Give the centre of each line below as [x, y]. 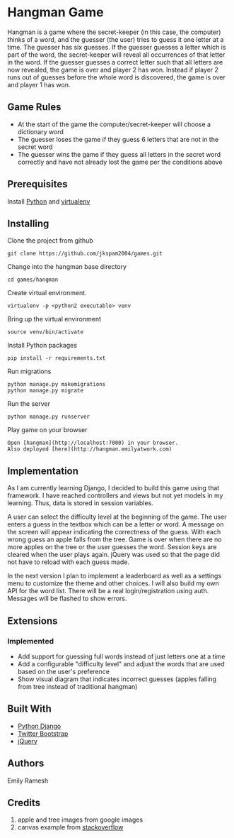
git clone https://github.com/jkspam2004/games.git [85, 254]
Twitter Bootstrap [43, 733]
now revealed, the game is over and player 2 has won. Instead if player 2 [113, 70]
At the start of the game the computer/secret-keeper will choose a [114, 124]
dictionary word [40, 131]
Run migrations [29, 371]
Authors [26, 763]
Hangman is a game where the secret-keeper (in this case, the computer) [114, 32]
